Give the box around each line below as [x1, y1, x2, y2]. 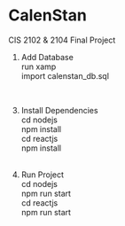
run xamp [20, 61, 57, 72]
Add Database [20, 51, 74, 62]
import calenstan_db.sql [20, 70, 110, 81]
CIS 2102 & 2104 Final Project [8, 35, 116, 45]
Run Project [20, 169, 64, 180]
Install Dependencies [20, 105, 98, 115]
